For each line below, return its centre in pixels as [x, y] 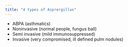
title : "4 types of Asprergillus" [41, 10]
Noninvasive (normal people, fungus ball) [54, 29]
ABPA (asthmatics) [31, 23]
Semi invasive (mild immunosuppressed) [54, 34]
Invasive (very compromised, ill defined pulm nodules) [68, 39]
